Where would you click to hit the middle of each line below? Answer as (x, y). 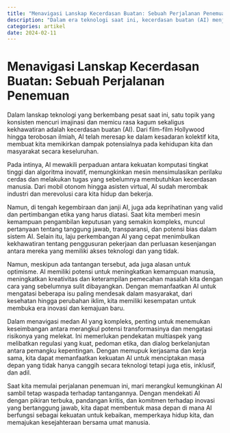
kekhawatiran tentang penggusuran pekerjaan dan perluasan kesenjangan (112, 244)
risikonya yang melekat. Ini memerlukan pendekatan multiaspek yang (104, 336)
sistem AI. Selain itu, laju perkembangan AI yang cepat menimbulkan (104, 236)
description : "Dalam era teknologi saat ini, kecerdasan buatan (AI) (108, 20)
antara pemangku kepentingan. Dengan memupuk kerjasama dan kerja (107, 351)
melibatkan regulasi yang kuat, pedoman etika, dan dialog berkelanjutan (108, 344)
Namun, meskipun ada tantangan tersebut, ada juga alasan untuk (99, 265)
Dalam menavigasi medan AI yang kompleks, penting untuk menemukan (109, 322)
